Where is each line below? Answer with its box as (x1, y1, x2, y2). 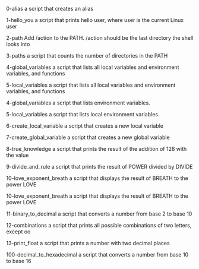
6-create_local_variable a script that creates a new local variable (6, 122, 163, 129)
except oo (6, 228, 31, 235)
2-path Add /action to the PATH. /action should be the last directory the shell (6, 34, 194, 41)
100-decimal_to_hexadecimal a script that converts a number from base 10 (6, 251, 189, 258)
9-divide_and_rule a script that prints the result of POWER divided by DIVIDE (6, 163, 193, 170)
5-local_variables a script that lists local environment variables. (6, 111, 160, 118)
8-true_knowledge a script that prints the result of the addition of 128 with (6, 145, 187, 152)
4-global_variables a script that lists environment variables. (6, 99, 150, 106)
